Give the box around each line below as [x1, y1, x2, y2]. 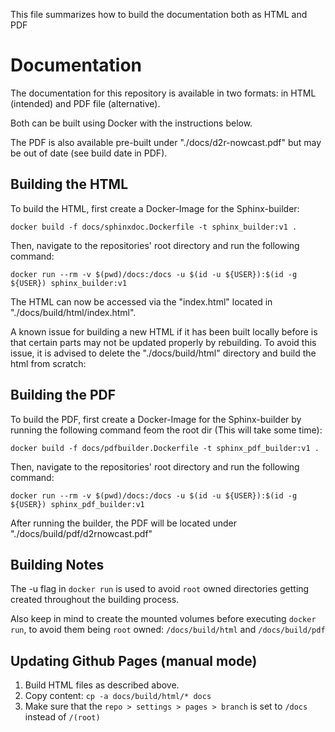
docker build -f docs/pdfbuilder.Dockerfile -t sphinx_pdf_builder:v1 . [10, 443, 320, 453]
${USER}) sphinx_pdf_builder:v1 [10, 499, 145, 509]
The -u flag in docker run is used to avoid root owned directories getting [10, 583, 310, 595]
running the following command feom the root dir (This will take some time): [10, 424, 323, 436]
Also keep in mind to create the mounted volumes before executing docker [10, 613, 317, 625]
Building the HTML [10, 176, 129, 193]
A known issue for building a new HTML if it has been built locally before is [10, 325, 318, 338]
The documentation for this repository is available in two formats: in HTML [10, 87, 317, 99]
